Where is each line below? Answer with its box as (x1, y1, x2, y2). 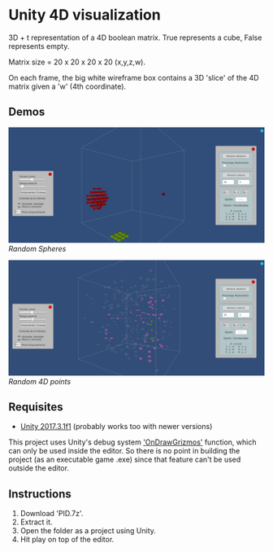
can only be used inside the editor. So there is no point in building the (8, 446, 240, 456)
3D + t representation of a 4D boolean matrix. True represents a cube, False (8, 33, 262, 42)
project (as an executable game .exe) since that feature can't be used (8, 454, 241, 465)
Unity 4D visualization (8, 6, 161, 24)
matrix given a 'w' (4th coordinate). (8, 81, 127, 91)
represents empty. (8, 41, 70, 50)
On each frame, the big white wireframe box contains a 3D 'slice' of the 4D (8, 72, 259, 82)
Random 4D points (8, 376, 71, 386)
